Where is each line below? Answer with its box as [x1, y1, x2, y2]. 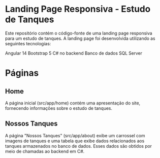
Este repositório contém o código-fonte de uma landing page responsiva [5, 30, 153, 36]
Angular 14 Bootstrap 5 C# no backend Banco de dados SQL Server [5, 50, 142, 56]
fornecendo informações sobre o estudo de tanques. [5, 105, 112, 111]
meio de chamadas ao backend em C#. [5, 148, 85, 154]
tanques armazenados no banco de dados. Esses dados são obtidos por [5, 143, 152, 149]
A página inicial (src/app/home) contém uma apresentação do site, [5, 100, 140, 106]
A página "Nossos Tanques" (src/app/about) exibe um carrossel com [5, 132, 145, 138]
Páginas [5, 67, 39, 79]
